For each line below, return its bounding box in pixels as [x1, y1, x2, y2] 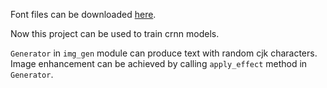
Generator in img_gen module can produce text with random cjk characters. [10, 47, 318, 59]
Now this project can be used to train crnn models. [10, 28, 220, 39]
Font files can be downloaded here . [10, 9, 157, 20]
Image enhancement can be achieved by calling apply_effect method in [10, 58, 308, 69]
